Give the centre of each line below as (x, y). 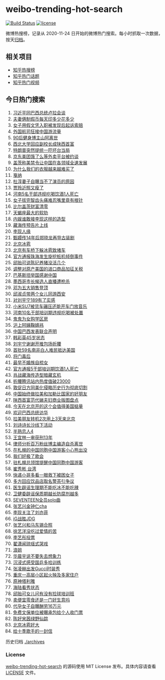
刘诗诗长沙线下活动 (33, 425)
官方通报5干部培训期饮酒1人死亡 (46, 369)
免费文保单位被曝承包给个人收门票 (48, 612)
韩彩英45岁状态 (29, 337)
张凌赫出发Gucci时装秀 (36, 569)
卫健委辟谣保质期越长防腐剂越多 (46, 494)
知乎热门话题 (26, 76)
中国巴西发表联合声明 (35, 331)
